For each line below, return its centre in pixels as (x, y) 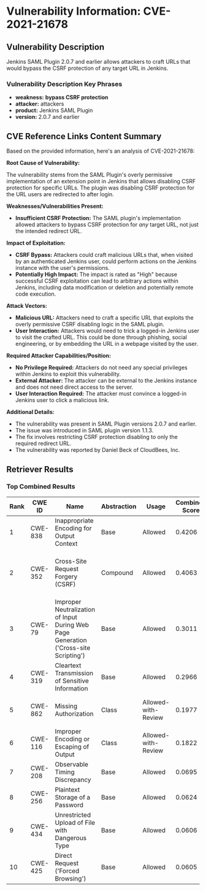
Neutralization (75, 610)
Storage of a (73, 797)
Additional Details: (30, 412)
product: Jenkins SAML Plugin (54, 110)
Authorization (74, 714)
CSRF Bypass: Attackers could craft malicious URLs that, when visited (104, 255)
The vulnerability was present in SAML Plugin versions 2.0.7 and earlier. (106, 424)
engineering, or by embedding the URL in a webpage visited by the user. (106, 344)
